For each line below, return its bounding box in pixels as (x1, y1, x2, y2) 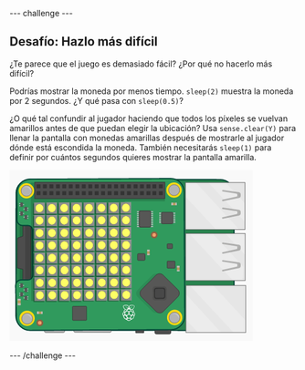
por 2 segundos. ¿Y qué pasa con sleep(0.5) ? (9, 95, 184, 106)
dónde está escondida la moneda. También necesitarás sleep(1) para (9, 141, 272, 153)
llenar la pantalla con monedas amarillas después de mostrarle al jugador (9, 132, 285, 143)
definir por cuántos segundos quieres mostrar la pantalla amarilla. (9, 151, 258, 162)
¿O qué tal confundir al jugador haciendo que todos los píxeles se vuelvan (9, 113, 289, 124)
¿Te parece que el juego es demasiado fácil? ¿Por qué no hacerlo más (9, 58, 273, 69)
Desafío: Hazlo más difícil (9, 34, 158, 49)
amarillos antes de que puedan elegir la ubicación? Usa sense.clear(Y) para (9, 122, 297, 133)
